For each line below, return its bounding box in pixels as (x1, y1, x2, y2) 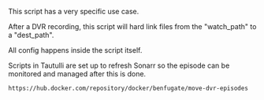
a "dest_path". (8, 31, 54, 39)
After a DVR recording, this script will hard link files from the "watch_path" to (8, 22, 257, 31)
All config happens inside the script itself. (8, 46, 143, 54)
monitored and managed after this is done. (8, 69, 147, 78)
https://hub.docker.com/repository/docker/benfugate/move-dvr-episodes (8, 84, 248, 92)
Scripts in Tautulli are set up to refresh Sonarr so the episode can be (8, 61, 230, 70)
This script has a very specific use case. (8, 7, 139, 16)
